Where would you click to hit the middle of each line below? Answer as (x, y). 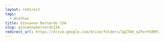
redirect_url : (20, 32)
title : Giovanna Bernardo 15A (36, 23)
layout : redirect (23, 9)
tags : (10, 14)
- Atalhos (19, 18)
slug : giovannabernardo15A (32, 28)
